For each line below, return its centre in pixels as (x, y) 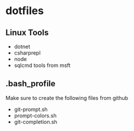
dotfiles (25, 11)
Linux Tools (27, 33)
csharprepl (27, 53)
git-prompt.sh (31, 109)
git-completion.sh (35, 122)
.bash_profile (30, 84)
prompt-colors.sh (35, 115)
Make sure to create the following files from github (67, 98)
